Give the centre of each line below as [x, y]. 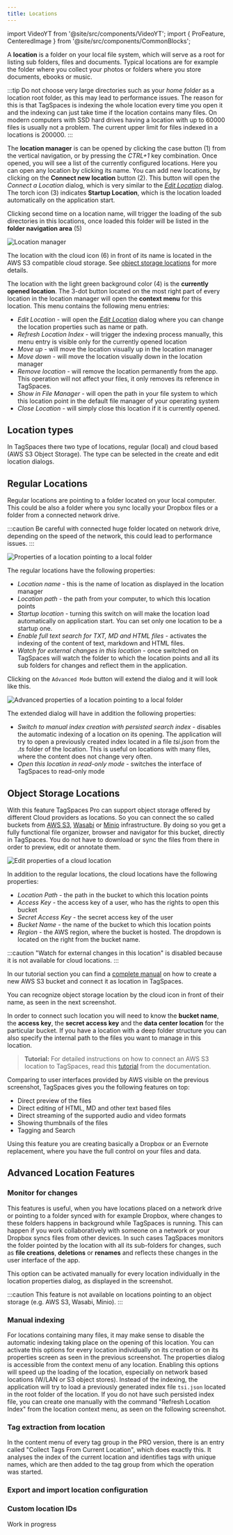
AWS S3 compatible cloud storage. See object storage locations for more [112, 263]
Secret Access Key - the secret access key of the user [95, 917]
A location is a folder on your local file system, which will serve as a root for [116, 54]
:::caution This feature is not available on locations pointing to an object [110, 1295]
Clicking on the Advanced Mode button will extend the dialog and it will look [112, 679]
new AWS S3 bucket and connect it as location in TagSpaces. [95, 982]
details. [18, 270]
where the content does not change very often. [85, 756]
